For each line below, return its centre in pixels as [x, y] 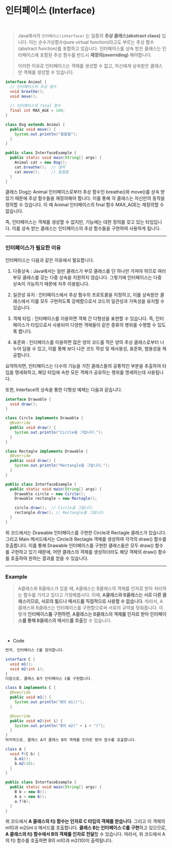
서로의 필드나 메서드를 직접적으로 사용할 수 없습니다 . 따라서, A [102, 601]
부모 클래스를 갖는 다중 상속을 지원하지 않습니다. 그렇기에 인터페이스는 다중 [87, 277]
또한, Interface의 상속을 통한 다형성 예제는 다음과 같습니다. [64, 389]
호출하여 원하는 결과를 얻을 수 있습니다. [49, 558]
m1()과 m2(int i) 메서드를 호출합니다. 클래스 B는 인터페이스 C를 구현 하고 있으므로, [86, 828]
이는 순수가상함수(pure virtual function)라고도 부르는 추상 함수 [92, 42]
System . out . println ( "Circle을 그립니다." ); [59, 432]
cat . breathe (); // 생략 [40, 167]
